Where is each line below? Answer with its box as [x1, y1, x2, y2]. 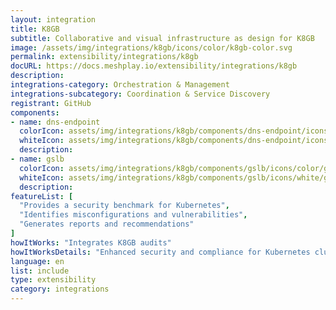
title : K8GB [10, 24, 60, 34]
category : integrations [10, 284, 110, 295]
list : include [10, 266, 70, 276]
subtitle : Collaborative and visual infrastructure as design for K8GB [10, 33, 315, 43]
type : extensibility [10, 275, 97, 285]
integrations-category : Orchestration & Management [10, 80, 230, 90]
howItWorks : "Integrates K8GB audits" [10, 237, 172, 248]
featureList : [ [10, 191, 74, 201]
